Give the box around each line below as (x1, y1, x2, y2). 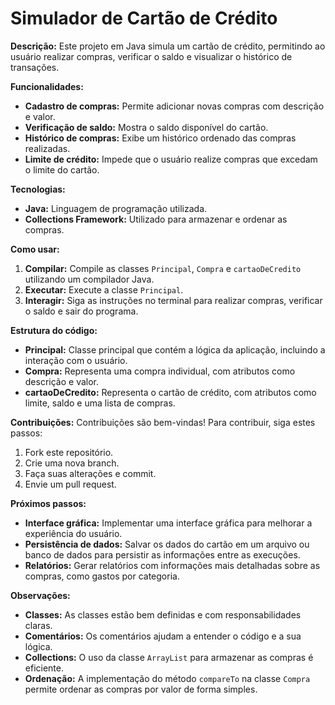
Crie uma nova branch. (24, 457, 120, 469)
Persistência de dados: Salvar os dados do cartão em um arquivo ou (24, 538, 310, 550)
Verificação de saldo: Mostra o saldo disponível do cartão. (24, 121, 269, 133)
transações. (10, 61, 60, 73)
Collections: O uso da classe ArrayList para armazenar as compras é (24, 651, 314, 663)
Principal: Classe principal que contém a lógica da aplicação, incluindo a (24, 343, 326, 356)
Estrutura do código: (10, 324, 98, 336)
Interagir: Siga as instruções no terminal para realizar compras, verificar (24, 294, 323, 306)
